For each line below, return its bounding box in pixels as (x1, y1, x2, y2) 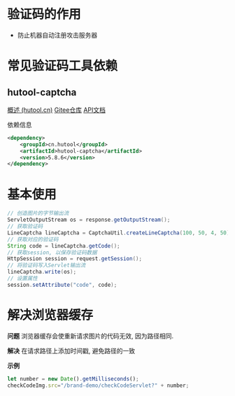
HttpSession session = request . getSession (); (7, 255, 142, 262)
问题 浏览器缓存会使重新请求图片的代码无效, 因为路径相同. (7, 332, 173, 340)
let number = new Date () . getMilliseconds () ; (7, 375, 139, 382)
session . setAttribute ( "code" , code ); (7, 281, 117, 288)
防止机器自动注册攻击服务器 (17, 31, 98, 39)
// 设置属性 (7, 275, 38, 282)
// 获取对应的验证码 (7, 236, 59, 243)
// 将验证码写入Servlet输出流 (7, 262, 86, 269)
